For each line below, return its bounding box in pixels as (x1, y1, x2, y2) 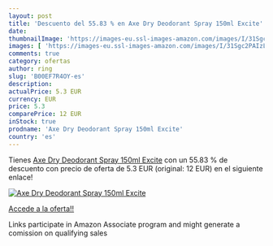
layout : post (8, 11, 53, 20)
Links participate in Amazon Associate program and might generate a (8, 219, 240, 229)
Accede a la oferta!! (8, 204, 75, 214)
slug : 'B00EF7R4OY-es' (8, 72, 85, 80)
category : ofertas (8, 58, 71, 66)
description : (8, 80, 53, 88)
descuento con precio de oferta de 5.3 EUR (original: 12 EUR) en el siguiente (8, 163, 263, 173)
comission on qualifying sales (8, 228, 108, 238)
